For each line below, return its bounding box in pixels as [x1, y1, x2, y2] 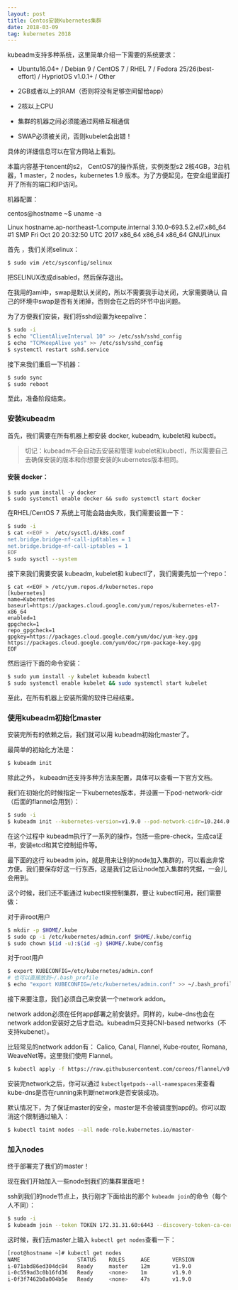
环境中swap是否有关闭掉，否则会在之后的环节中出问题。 [19, 297, 185, 306]
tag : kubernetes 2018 [7, 30, 72, 38]
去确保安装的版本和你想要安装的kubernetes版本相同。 [24, 455, 183, 463]
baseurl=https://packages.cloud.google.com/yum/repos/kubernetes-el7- [7, 602, 220, 610]
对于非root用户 [7, 913, 51, 921]
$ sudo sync [7, 374, 42, 381]
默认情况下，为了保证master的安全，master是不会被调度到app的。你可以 [7, 1103, 220, 1111]
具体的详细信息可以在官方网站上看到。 [7, 147, 119, 156]
